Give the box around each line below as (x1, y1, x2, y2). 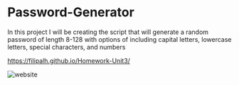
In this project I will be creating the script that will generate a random (7, 28, 208, 36)
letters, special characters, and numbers (7, 42, 126, 51)
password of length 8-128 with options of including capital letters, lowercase (7, 35, 232, 43)
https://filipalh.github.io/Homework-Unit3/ (7, 56, 130, 64)
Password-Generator (7, 4, 135, 21)
